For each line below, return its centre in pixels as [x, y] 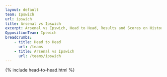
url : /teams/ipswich [40, 56]
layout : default [22, 10]
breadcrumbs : [19, 38]
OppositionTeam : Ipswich [31, 33]
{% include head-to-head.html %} [40, 70]
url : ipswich [19, 19]
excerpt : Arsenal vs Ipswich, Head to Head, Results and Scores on [77, 28]
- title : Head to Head [38, 42]
